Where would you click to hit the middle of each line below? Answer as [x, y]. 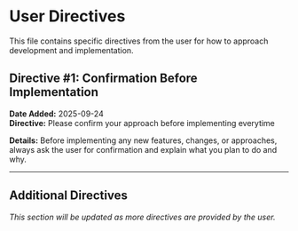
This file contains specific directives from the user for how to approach [139, 41]
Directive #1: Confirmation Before [103, 79]
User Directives [67, 16]
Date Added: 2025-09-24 [56, 114]
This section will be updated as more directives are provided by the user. [142, 217]
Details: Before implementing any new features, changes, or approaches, [143, 140]
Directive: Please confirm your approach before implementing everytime [142, 123]
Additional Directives [69, 196]
